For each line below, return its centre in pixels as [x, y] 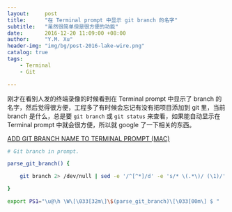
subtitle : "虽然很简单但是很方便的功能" [63, 26]
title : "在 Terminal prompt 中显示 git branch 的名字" [93, 20]
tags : [15, 59]
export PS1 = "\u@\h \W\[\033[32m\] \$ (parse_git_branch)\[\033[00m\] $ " [113, 202]
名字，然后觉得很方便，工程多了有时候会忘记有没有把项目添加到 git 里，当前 [116, 107]
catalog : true [28, 53]
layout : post [32, 14]
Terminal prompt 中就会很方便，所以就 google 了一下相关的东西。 [101, 124]
